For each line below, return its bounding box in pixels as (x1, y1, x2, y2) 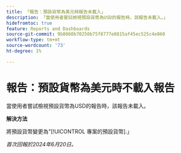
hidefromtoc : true (6, 20, 52, 26)
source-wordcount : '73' (6, 43, 66, 49)
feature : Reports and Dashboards (6, 25, 90, 32)
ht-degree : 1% (6, 48, 42, 54)
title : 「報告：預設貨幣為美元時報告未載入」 (6, 8, 106, 15)
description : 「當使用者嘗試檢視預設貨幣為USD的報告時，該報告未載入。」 (6, 14, 168, 20)
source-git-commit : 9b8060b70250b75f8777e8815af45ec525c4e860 (6, 31, 165, 37)
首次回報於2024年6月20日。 (6, 140, 77, 148)
